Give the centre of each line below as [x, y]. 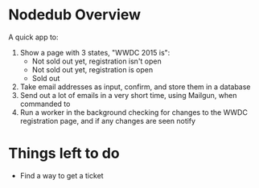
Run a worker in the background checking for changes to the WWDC [134, 112]
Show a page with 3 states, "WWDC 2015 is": [95, 52]
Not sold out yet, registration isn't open [97, 61]
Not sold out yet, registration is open [92, 69]
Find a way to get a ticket [62, 175]
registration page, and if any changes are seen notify [107, 121]
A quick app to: [33, 37]
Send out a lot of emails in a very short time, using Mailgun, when [128, 95]
